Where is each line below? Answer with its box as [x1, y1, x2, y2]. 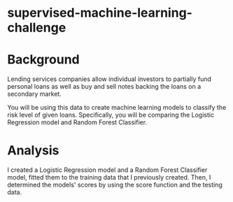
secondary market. [7, 89, 62, 99]
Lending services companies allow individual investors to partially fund [7, 75, 212, 83]
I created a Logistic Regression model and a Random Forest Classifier [7, 166, 208, 174]
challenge [7, 20, 66, 36]
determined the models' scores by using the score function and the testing [7, 180, 223, 189]
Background [7, 52, 80, 68]
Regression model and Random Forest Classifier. [7, 118, 148, 127]
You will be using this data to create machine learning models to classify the [7, 103, 227, 112]
